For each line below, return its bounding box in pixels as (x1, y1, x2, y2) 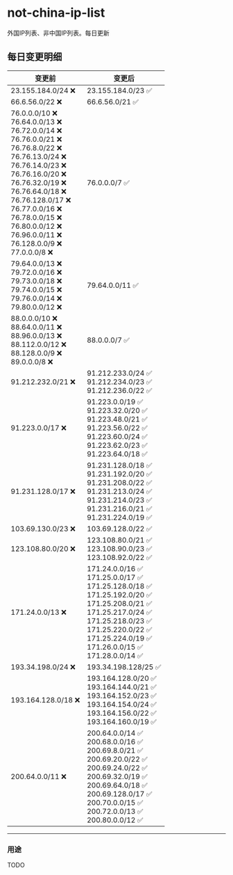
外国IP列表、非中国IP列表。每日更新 (7, 29, 110, 37)
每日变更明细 (7, 51, 62, 63)
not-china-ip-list (7, 5, 105, 21)
